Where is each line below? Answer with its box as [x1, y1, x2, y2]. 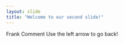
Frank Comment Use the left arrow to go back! [6, 30, 119, 37]
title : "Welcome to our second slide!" [6, 14, 104, 20]
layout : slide [6, 8, 41, 15]
